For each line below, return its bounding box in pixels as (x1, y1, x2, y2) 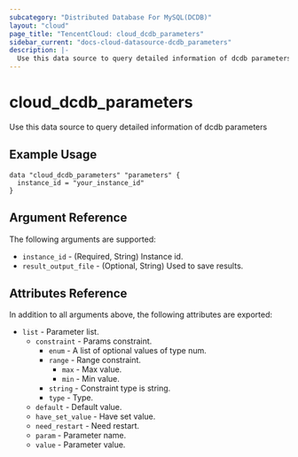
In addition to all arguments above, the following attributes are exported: (9, 309, 273, 320)
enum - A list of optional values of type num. (48, 345, 207, 356)
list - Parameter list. (21, 327, 99, 337)
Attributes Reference (9, 285, 128, 301)
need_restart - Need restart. (35, 421, 140, 431)
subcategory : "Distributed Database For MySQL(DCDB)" (9, 12, 213, 22)
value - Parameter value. (35, 439, 126, 450)
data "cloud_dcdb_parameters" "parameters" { (9, 170, 180, 180)
